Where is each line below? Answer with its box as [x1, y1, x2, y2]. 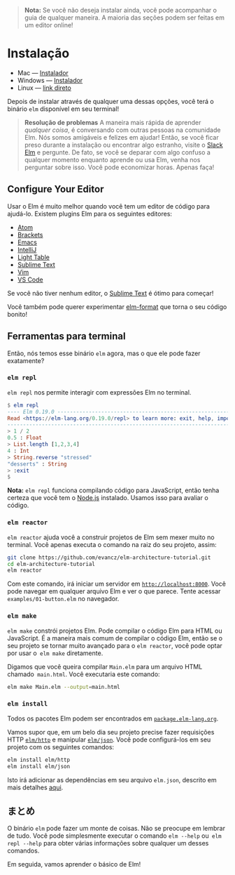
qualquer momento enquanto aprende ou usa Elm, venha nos [24, 155, 201, 164]
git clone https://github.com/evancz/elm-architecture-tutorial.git [7, 554, 211, 561]
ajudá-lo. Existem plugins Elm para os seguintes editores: [7, 209, 173, 218]
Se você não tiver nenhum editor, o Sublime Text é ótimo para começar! [7, 289, 214, 297]
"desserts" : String [7, 460, 68, 468]
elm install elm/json [7, 763, 71, 770]
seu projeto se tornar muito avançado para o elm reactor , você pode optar [7, 641, 222, 650]
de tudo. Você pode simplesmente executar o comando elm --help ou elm [7, 831, 222, 840]
